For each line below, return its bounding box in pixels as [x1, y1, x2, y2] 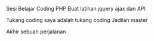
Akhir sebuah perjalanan [6, 28, 66, 35]
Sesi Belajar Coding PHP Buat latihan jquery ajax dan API [6, 5, 146, 12]
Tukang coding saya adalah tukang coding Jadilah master [6, 17, 148, 23]
